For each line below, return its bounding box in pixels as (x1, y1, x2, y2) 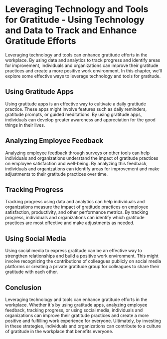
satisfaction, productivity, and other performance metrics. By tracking (5, 209, 149, 215)
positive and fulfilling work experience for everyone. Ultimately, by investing (5, 318, 161, 324)
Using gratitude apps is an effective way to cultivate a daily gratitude (5, 101, 146, 107)
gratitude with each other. (5, 269, 58, 275)
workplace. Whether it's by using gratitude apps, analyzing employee (5, 302, 148, 308)
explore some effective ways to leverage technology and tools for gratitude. (5, 73, 161, 79)
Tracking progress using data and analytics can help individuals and (5, 199, 145, 205)
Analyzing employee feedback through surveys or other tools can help (5, 150, 150, 156)
